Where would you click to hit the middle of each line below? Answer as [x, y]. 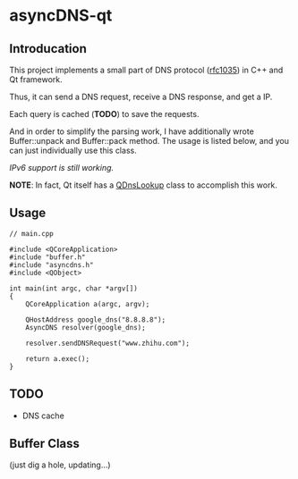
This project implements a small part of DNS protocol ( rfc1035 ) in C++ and [146, 70]
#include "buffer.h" [48, 257]
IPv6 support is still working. [62, 168]
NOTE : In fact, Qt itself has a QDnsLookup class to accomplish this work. [143, 185]
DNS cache [43, 416]
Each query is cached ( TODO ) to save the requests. [104, 114]
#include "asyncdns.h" [51, 265]
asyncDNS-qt [61, 16]
